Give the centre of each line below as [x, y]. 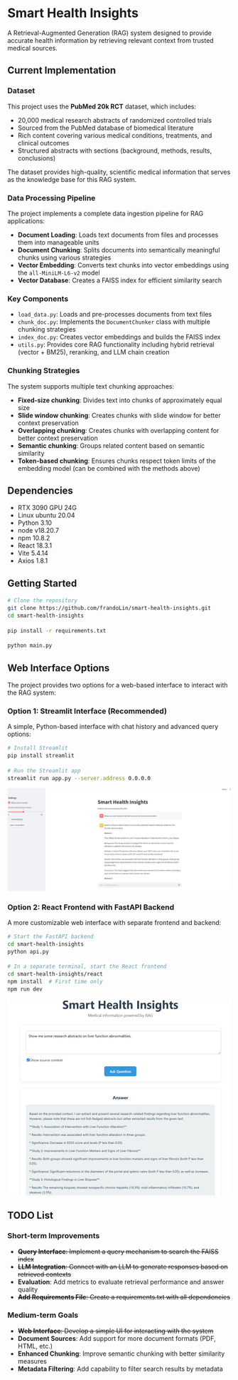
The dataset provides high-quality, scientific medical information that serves [119, 172]
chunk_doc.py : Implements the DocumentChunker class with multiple [114, 322]
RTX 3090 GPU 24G [47, 508]
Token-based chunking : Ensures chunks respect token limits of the [117, 461]
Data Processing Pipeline [52, 198]
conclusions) [37, 158]
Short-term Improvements [54, 1236]
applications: [26, 221]
